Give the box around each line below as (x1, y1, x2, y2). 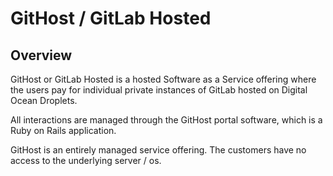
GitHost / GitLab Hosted (10, 7, 212, 30)
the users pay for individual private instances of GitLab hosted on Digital (10, 84, 308, 96)
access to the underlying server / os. (10, 155, 162, 166)
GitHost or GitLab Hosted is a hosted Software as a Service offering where (10, 73, 317, 85)
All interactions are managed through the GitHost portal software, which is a (10, 114, 323, 126)
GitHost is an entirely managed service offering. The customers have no (10, 144, 307, 156)
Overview (10, 47, 73, 64)
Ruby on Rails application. (10, 125, 117, 136)
